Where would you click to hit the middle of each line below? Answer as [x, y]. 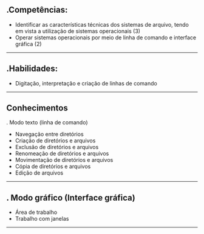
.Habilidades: [32, 69]
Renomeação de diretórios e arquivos [62, 153]
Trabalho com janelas [42, 219]
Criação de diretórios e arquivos [55, 141]
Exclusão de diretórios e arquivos [57, 147]
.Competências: [37, 10]
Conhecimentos [37, 108]
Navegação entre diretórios [49, 134]
